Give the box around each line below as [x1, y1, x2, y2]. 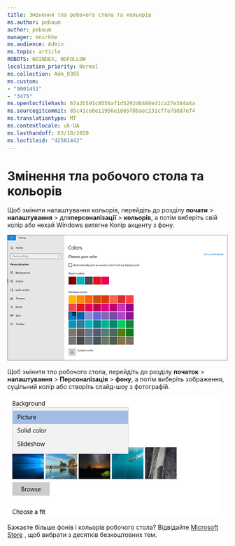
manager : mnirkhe [7, 34, 58, 41]
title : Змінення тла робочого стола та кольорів [7, 11, 152, 18]
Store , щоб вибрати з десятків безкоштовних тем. [7, 530, 157, 539]
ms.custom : [7, 78, 39, 85]
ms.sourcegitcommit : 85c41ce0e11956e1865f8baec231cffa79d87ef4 [7, 107, 196, 115]
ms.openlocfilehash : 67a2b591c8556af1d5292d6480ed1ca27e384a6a [7, 100, 196, 107]
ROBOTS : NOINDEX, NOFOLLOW [7, 56, 86, 63]
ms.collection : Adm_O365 [7, 70, 80, 77]
